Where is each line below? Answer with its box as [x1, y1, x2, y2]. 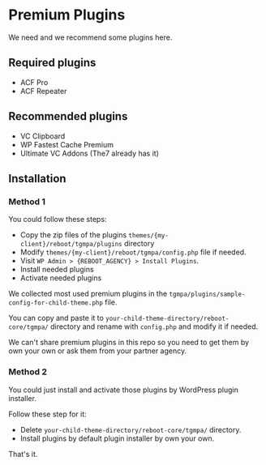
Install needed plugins [19, 265, 95, 275]
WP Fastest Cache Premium [19, 139, 114, 149]
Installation [8, 172, 66, 186]
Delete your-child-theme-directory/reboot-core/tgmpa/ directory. [19, 424, 242, 434]
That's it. [8, 449, 38, 459]
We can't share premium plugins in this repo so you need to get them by [8, 338, 250, 348]
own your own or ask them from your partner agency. [8, 346, 187, 356]
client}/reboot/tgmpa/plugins [19, 241, 123, 249]
